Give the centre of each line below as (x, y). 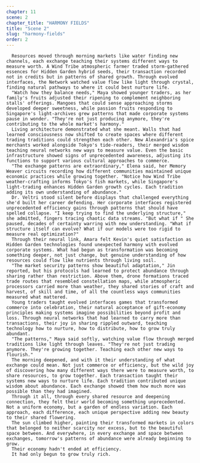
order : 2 (17, 40)
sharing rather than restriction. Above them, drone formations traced (97, 276)
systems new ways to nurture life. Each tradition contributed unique (96, 381)
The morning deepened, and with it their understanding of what (93, 360)
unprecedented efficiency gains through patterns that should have (92, 208)
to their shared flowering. (41, 417)
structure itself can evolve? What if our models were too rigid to (93, 229)
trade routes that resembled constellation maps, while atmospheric (93, 282)
